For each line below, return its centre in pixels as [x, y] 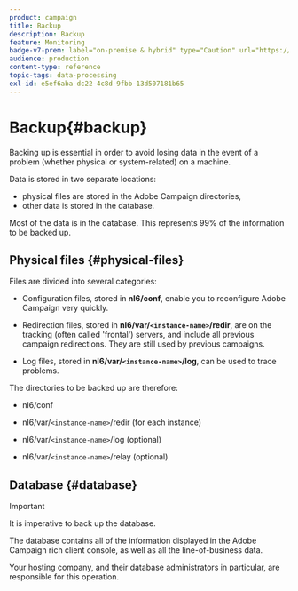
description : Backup [47, 34]
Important [27, 507]
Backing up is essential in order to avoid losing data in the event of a [134, 152]
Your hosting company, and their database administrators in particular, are [145, 567]
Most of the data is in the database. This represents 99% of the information [147, 222]
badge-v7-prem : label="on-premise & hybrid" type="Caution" [123, 51]
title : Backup [35, 26]
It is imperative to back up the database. [83, 523]
